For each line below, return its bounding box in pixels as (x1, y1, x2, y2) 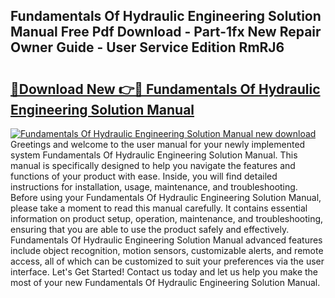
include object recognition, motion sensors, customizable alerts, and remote (10, 245, 324, 256)
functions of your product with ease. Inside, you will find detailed (10, 170, 278, 182)
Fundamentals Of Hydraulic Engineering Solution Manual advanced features (10, 234, 323, 246)
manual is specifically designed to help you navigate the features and (10, 160, 296, 171)
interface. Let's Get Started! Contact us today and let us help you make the (10, 266, 319, 278)
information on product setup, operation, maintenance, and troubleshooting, (10, 213, 324, 224)
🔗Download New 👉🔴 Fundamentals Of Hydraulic (10, 80, 321, 98)
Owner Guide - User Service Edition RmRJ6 (10, 39, 285, 56)
